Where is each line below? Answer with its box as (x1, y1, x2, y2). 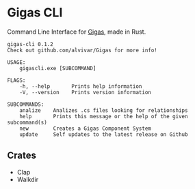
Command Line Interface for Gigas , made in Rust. (7, 27, 146, 36)
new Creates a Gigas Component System (19, 125, 152, 132)
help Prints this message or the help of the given (19, 113, 188, 120)
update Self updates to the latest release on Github (19, 131, 188, 138)
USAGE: (7, 58, 26, 66)
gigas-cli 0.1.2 (7, 41, 53, 47)
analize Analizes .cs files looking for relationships (19, 107, 188, 114)
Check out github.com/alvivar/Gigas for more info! (7, 47, 157, 54)
